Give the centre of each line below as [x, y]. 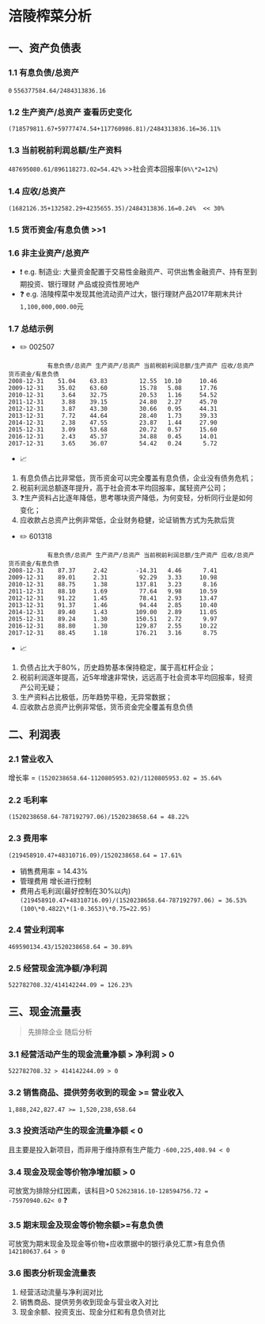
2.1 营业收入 [31, 759]
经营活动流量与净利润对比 [61, 1292]
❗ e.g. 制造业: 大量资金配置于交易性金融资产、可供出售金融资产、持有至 [135, 271]
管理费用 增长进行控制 [55, 881]
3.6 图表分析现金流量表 [52, 1273]
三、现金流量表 [45, 1011]
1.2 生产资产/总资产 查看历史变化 [70, 112]
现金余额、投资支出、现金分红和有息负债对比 [93, 1311]
